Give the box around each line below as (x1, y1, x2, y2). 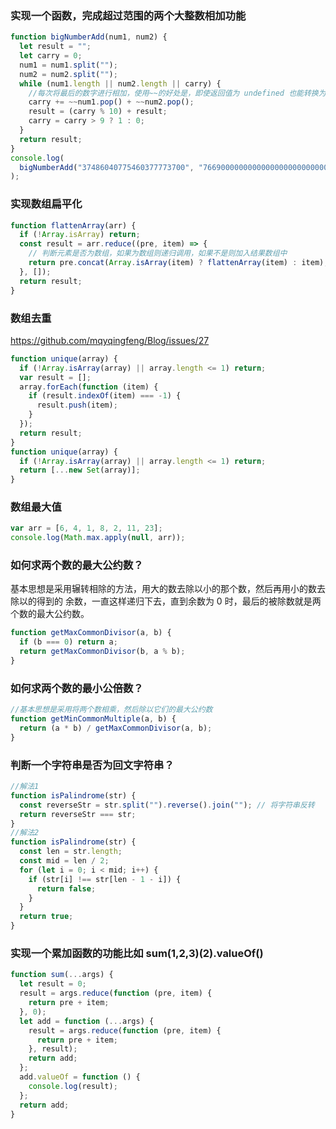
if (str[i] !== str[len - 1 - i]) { (28, 874, 182, 884)
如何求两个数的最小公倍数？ (10, 681, 144, 695)
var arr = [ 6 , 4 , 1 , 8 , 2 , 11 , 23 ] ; (10, 523, 163, 534)
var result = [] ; (19, 372, 92, 382)
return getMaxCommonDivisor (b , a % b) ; (19, 647, 186, 657)
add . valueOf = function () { (19, 1072, 141, 1082)
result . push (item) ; (36, 400, 118, 411)
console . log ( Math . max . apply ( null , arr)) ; (10, 533, 186, 543)
